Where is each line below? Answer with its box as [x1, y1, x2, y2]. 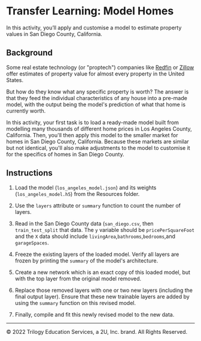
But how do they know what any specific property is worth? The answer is [6, 88, 189, 95]
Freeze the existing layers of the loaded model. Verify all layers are [14, 251, 179, 258]
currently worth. [6, 107, 46, 114]
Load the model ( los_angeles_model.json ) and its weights [14, 184, 157, 191]
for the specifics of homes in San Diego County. [6, 150, 124, 158]
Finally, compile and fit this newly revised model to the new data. [14, 310, 175, 318]
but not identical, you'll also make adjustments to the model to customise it [6, 144, 190, 151]
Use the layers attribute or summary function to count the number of [14, 202, 181, 209]
